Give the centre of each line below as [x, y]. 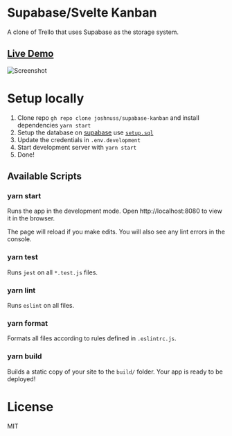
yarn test [23, 257]
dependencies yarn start [54, 125]
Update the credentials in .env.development [79, 139]
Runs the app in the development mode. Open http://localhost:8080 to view [115, 211]
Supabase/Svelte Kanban [82, 13]
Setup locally [46, 98]
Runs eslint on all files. [41, 305]
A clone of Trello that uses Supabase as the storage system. [93, 32]
